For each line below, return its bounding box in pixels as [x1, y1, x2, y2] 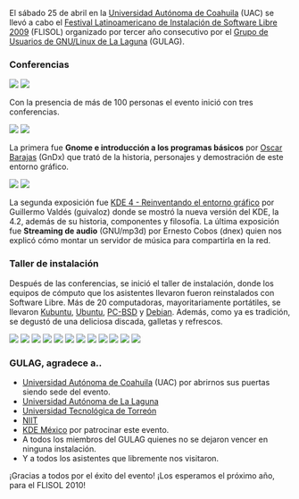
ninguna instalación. [21, 443, 96, 454]
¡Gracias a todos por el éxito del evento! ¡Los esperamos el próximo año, [9, 469, 275, 481]
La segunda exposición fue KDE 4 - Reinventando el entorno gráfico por [9, 197, 275, 208]
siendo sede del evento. [21, 386, 111, 397]
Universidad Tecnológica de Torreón [21, 405, 157, 416]
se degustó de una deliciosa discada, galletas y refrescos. [9, 316, 223, 326]
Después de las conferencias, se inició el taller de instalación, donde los [9, 277, 274, 289]
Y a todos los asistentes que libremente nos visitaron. [21, 452, 220, 463]
